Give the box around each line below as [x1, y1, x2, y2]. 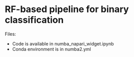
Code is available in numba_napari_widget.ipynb [12, 40, 114, 46]
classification [5, 14, 64, 26]
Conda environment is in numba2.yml [12, 46, 92, 52]
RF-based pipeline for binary [5, 4, 129, 15]
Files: [5, 31, 16, 37]
